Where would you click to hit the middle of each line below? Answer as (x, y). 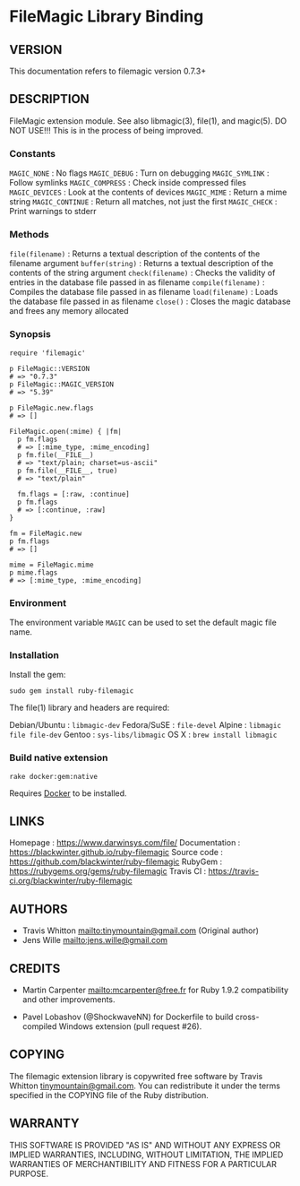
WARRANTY (44, 1124)
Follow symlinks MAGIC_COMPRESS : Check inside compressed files (128, 183)
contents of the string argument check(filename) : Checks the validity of (142, 273)
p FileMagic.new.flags (51, 408)
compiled (39, 1026)
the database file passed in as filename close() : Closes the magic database (150, 301)
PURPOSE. (29, 1173)
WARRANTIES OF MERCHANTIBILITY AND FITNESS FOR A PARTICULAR (143, 1164)
